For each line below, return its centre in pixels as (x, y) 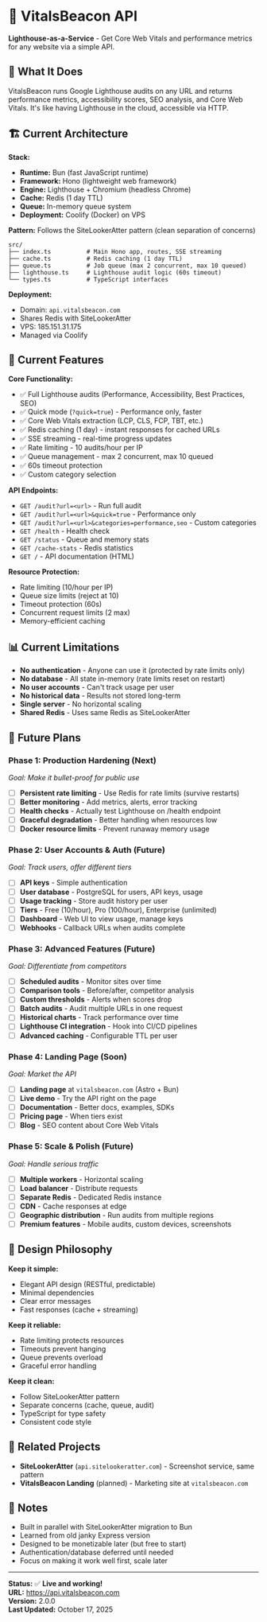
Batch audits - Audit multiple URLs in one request (101, 1009)
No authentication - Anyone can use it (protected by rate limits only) (132, 671)
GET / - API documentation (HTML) (77, 557)
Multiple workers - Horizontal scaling (81, 1179)
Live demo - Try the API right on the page (88, 1098)
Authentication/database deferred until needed (97, 1552)
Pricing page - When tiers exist (71, 1116)
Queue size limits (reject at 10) (69, 596)
